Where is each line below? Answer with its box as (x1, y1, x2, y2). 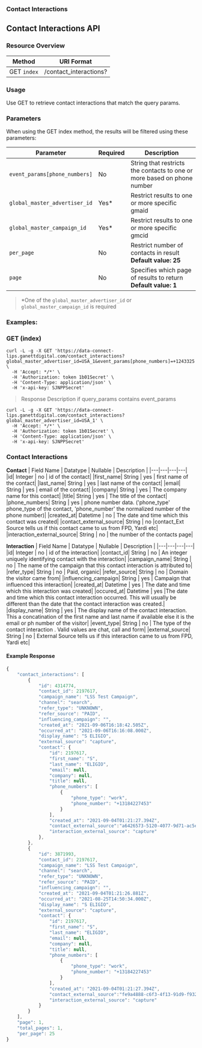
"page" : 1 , (17, 1020, 44, 1026)
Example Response (6, 653, 55, 660)
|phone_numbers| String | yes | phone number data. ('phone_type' (6, 499, 170, 506)
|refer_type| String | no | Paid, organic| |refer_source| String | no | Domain (6, 568, 188, 575)
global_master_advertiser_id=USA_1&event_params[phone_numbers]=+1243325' (6, 359, 198, 365)
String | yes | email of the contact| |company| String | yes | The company (6, 485, 187, 493)
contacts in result (130, 249, 180, 257)
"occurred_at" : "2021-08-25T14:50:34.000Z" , (38, 896, 152, 902)
